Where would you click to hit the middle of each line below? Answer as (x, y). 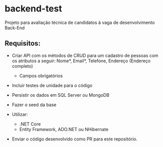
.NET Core (30, 124)
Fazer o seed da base (34, 105)
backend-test (33, 9)
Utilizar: (20, 114)
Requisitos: (23, 44)
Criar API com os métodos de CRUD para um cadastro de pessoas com (85, 55)
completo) (22, 66)
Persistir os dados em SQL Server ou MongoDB (61, 95)
